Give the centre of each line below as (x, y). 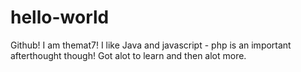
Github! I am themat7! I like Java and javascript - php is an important (151, 45)
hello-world (60, 17)
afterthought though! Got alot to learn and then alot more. (128, 55)
